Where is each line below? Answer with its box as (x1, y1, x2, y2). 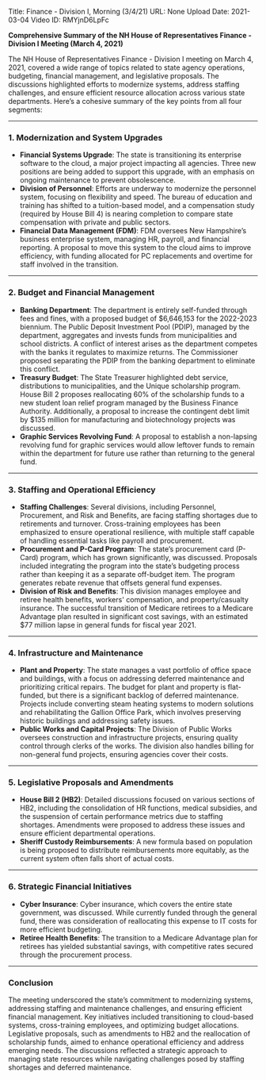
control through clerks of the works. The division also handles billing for (19, 741, 255, 751)
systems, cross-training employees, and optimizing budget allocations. (8, 1020, 239, 1030)
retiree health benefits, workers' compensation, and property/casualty (19, 594, 249, 604)
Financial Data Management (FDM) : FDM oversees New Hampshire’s (19, 226, 247, 236)
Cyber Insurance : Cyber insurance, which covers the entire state (19, 899, 233, 909)
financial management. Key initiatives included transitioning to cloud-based (8, 1012, 253, 1022)
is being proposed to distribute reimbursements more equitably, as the (19, 845, 249, 855)
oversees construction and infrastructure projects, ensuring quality (19, 733, 239, 743)
